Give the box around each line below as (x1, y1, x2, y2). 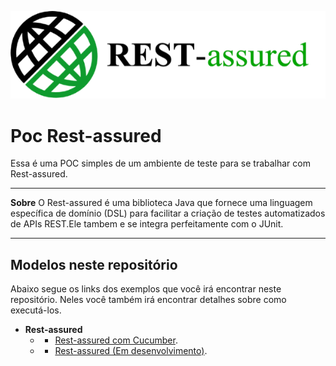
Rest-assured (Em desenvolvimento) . (54, 345, 208, 357)
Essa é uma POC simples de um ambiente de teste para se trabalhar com (10, 157, 311, 170)
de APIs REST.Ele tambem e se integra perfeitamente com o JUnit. (10, 218, 284, 230)
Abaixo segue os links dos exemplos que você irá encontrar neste (10, 283, 282, 295)
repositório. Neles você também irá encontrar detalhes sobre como (10, 294, 287, 306)
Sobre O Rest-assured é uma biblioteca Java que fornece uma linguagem (10, 197, 313, 209)
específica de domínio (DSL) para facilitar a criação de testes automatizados (10, 207, 326, 220)
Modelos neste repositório (10, 256, 178, 273)
